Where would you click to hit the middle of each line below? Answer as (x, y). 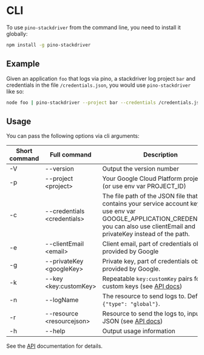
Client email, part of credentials (147, 244)
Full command (71, 155)
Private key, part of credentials (146, 262)
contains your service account (146, 204)
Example (23, 64)
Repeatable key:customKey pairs (148, 279)
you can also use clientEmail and (149, 226)
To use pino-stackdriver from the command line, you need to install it (93, 27)
